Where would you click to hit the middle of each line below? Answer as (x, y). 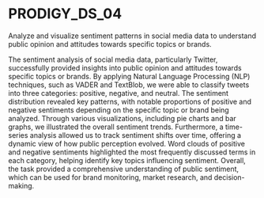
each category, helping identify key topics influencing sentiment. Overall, (127, 160)
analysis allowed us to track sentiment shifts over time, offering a (136, 135)
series (18, 135)
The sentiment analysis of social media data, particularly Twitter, (113, 59)
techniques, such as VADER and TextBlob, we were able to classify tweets (129, 85)
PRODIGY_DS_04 (65, 14)
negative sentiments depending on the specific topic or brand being (119, 110)
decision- (229, 177)
